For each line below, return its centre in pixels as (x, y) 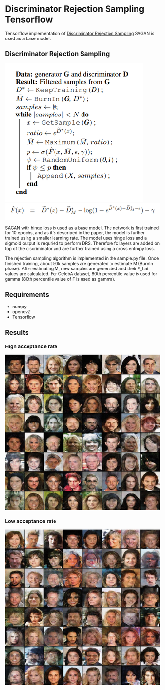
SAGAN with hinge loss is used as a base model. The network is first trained (82, 228)
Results (17, 332)
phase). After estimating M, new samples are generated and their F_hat (77, 269)
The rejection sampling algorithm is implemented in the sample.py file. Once (82, 258)
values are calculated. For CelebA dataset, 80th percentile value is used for (81, 274)
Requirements (27, 295)
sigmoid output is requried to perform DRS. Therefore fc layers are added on (82, 243)
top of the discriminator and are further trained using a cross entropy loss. (80, 249)
